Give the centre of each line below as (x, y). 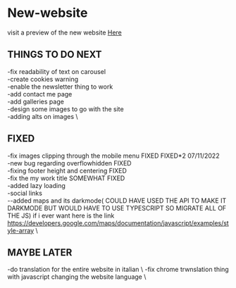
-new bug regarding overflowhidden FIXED (69, 163)
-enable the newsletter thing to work (60, 87)
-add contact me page (40, 94)
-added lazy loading (36, 185)
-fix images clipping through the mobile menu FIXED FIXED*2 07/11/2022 (113, 156)
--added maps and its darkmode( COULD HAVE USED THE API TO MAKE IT (117, 200)
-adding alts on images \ (43, 116)
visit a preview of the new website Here (64, 32)
